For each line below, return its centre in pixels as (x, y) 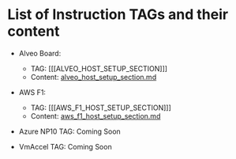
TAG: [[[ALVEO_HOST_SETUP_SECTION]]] (99, 68)
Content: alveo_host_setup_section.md (94, 77)
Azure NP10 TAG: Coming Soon (70, 131)
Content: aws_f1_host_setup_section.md (96, 115)
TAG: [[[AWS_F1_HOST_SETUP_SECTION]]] (101, 108)
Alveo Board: (40, 53)
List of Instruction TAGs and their (118, 15)
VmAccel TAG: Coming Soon (65, 146)
